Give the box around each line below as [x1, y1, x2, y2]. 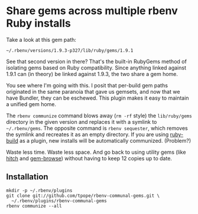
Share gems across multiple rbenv [6, 4, 178, 18]
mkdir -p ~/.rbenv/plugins [6, 187, 73, 193]
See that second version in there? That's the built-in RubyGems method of [6, 58, 187, 65]
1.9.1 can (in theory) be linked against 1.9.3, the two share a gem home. [6, 70, 178, 77]
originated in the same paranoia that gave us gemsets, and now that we [6, 88, 180, 95]
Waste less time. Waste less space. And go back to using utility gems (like [6, 149, 186, 156]
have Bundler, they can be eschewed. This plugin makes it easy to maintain [6, 94, 189, 101]
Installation [6, 172, 48, 182]
